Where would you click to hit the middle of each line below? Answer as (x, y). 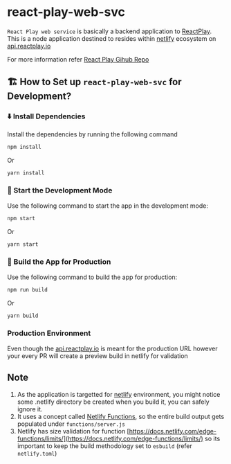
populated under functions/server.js (71, 424)
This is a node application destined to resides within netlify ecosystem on (112, 38)
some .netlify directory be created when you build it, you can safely (113, 402)
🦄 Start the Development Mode (60, 190)
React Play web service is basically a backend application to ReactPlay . (110, 31)
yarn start (23, 244)
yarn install (26, 173)
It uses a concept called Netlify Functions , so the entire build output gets (121, 416)
